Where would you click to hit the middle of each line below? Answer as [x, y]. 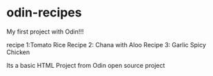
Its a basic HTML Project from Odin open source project [86, 65]
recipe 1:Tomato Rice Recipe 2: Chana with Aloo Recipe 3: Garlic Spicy [106, 45]
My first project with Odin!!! [45, 31]
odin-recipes [44, 13]
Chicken [18, 52]
